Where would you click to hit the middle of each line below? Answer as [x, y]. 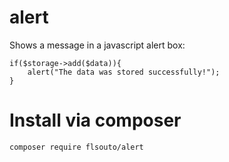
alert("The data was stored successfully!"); [124, 72]
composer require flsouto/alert [76, 147]
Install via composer [95, 120]
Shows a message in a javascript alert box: [97, 45]
